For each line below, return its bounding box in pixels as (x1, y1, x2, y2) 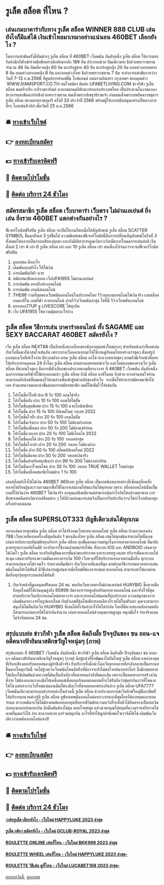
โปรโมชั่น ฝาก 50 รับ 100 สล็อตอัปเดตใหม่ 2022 (12, 447, 94, 453)
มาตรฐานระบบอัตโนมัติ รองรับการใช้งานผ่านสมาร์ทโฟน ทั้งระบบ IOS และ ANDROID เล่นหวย (5, 545, 157, 551)
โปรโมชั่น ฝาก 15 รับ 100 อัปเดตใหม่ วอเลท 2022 (12, 408, 96, 414)
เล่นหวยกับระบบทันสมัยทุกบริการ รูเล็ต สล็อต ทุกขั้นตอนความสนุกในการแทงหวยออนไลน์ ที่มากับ (5, 539, 159, 545)
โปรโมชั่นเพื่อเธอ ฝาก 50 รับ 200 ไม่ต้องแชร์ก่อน (12, 425, 93, 431)
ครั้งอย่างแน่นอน (5, 501, 32, 507)
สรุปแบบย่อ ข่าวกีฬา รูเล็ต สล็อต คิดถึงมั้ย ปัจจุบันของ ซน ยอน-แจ (5, 629, 159, 638)
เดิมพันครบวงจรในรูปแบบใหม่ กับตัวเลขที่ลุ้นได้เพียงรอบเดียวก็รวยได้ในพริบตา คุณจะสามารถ (12, 598, 159, 604)
